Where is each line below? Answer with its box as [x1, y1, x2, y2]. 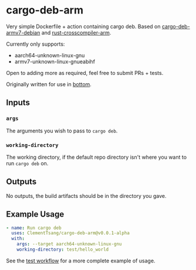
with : [11, 235, 25, 242]
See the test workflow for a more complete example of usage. [6, 257, 156, 264]
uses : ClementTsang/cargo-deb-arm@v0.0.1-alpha [11, 230, 130, 236]
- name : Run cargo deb [6, 225, 62, 231]
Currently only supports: [6, 40, 65, 47]
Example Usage [6, 209, 65, 220]
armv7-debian [6, 29, 40, 36]
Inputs [6, 98, 31, 108]
